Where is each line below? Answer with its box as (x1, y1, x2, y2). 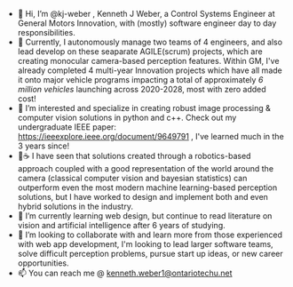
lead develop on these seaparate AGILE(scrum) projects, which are (17, 46, 264, 57)
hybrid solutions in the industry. (17, 201, 133, 211)
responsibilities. (17, 28, 75, 37)
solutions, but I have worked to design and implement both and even (17, 192, 269, 202)
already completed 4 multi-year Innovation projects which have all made (17, 65, 282, 76)
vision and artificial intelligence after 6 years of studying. (17, 220, 226, 230)
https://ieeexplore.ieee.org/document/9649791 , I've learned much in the (17, 132, 284, 141)
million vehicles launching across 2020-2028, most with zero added (17, 84, 266, 94)
